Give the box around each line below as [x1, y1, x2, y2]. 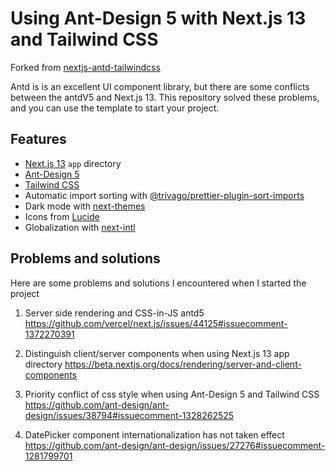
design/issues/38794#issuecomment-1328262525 [24, 409, 235, 421]
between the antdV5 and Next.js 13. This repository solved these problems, [10, 91, 320, 103]
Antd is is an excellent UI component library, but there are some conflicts [10, 80, 310, 92]
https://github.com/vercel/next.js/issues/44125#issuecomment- [24, 317, 288, 329]
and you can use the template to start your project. [10, 102, 220, 114]
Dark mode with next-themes [24, 200, 146, 212]
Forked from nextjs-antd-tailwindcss [10, 61, 161, 73]
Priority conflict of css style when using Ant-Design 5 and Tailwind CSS [24, 388, 320, 400]
